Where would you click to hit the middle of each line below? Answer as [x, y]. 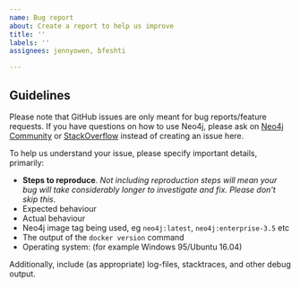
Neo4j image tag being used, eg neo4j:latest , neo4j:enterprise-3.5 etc [156, 227]
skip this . [39, 199]
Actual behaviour [54, 218]
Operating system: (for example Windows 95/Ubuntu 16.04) [132, 247]
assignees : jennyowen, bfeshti [68, 51]
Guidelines [40, 95]
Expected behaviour [59, 208]
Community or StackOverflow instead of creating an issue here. [127, 135]
